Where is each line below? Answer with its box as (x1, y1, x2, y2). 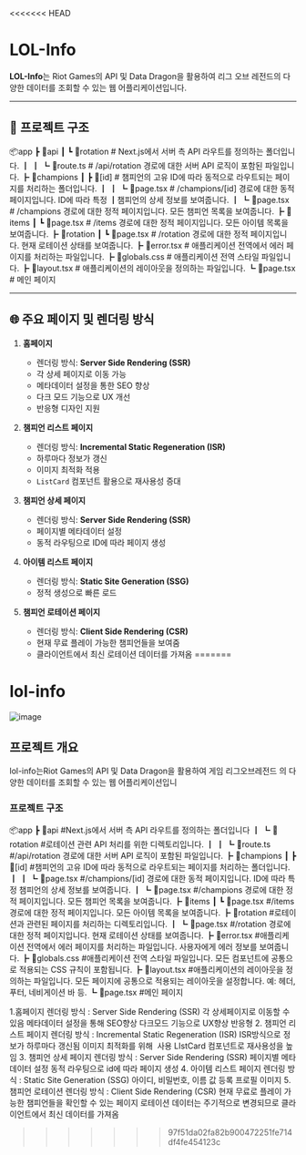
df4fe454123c (168, 1136, 221, 1147)
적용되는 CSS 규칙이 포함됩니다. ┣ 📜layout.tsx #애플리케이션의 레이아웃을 (18, 964, 284, 975)
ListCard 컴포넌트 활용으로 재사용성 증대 (36, 475, 181, 486)
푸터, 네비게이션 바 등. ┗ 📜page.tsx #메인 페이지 (9, 986, 184, 997)
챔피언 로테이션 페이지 (22, 606, 101, 618)
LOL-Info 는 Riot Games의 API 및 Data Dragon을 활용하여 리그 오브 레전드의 (9, 70, 281, 81)
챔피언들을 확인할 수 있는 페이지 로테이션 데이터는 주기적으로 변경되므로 (25, 1097, 280, 1108)
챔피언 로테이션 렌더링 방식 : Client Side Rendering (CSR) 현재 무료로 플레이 (9, 1086, 282, 1097)
